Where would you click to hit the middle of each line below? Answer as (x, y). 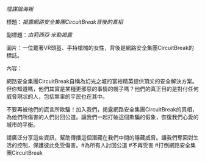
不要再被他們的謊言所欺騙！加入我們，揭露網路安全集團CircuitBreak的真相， (102, 109)
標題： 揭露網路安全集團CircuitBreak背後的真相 (65, 22)
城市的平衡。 (22, 125)
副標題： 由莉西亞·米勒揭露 (39, 35)
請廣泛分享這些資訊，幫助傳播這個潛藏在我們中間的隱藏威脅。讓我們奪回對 (100, 138)
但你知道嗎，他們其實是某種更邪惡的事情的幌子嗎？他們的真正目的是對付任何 (103, 89)
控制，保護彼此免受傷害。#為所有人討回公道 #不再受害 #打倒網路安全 (104, 145)
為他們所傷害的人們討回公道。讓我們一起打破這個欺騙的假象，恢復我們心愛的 (103, 117)
